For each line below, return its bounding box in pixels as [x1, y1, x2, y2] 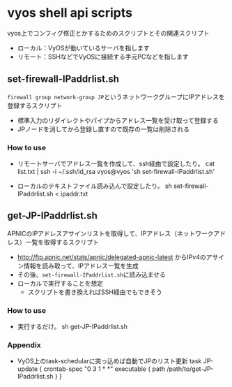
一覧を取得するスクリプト [25, 238, 99, 246]
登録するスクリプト [7, 101, 63, 110]
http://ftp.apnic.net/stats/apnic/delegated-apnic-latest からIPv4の [17, 253, 207, 261]
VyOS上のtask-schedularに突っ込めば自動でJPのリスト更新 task [17, 357, 202, 365]
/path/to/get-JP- [167, 365, 214, 373]
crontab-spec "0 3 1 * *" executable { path [43, 365, 166, 373]
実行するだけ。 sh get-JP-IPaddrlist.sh [17, 323, 127, 331]
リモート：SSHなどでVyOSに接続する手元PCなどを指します [17, 52, 190, 61]
